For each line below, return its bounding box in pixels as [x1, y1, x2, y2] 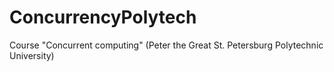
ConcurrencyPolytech [9, 6, 197, 29]
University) [9, 49, 55, 61]
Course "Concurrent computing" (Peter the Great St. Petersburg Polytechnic [9, 39, 324, 51]
